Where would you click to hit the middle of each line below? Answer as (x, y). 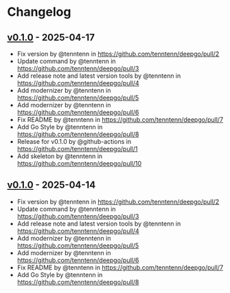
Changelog (39, 12)
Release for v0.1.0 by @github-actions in (74, 141)
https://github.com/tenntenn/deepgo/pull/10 (79, 163)
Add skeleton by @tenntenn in (60, 156)
